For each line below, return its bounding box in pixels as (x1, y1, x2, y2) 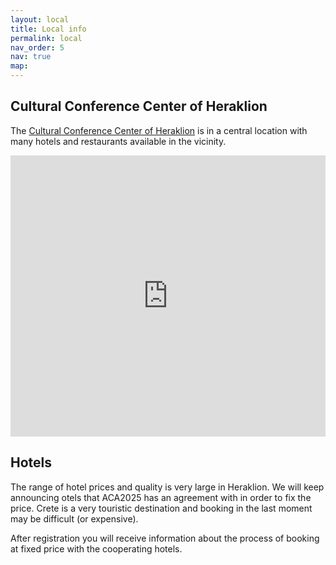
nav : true (10, 52, 52, 62)
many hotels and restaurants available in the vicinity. (10, 135, 227, 147)
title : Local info (10, 24, 87, 34)
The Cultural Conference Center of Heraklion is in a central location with (10, 124, 308, 136)
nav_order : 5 (10, 42, 65, 53)
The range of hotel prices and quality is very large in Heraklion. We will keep (10, 481, 325, 493)
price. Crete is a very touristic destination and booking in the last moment (10, 502, 313, 514)
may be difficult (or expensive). (10, 512, 139, 525)
